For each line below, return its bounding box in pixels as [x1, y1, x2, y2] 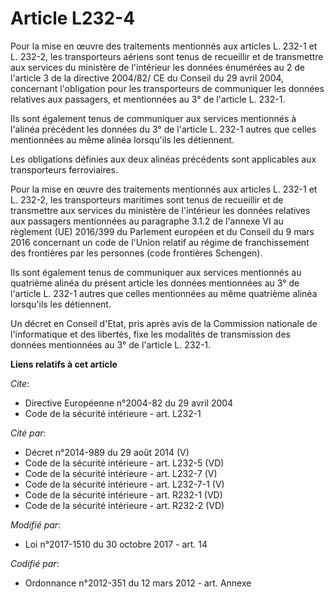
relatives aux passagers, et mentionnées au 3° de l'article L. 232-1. [10, 93, 286, 105]
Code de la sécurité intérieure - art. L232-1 [24, 407, 202, 419]
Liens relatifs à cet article [10, 358, 118, 370]
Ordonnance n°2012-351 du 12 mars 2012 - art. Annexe [24, 577, 252, 589]
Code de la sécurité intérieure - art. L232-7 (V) [24, 467, 218, 479]
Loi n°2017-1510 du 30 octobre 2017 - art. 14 [24, 538, 208, 550]
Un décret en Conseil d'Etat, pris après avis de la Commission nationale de [10, 317, 318, 329]
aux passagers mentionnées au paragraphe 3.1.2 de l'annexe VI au [10, 215, 284, 227]
